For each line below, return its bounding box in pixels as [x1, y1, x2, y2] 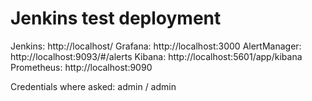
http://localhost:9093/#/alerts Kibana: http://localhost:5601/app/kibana [10, 50, 303, 62]
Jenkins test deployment [10, 7, 222, 30]
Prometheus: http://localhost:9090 [10, 61, 153, 73]
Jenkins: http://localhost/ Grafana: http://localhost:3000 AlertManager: [10, 40, 302, 52]
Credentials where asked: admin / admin [10, 80, 177, 92]
